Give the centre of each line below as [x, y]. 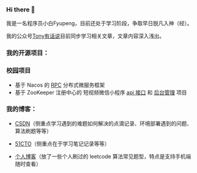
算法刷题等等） [33, 130]
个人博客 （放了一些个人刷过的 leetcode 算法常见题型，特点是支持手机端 [103, 156]
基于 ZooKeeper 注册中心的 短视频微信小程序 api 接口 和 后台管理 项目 [101, 92]
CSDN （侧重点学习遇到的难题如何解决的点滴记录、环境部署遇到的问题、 [103, 123]
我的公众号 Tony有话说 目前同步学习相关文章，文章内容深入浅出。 [86, 36]
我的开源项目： [28, 53]
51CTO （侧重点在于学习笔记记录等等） [62, 144]
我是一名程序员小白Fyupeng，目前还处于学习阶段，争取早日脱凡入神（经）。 [99, 23]
